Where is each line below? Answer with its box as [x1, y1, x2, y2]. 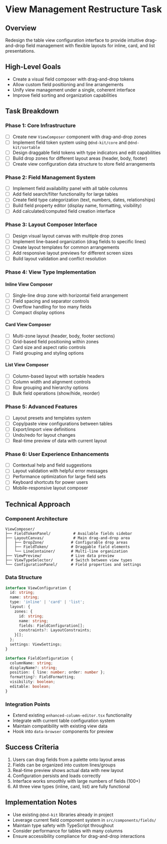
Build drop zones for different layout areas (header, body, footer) [12, 155, 148, 161]
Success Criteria [5, 743, 59, 752]
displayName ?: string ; [10, 665, 58, 670]
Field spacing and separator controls [12, 298, 90, 304]
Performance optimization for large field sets [12, 474, 106, 480]
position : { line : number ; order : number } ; [10, 670, 105, 675]
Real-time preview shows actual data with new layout [12, 767, 124, 773]
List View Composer [5, 362, 49, 368]
